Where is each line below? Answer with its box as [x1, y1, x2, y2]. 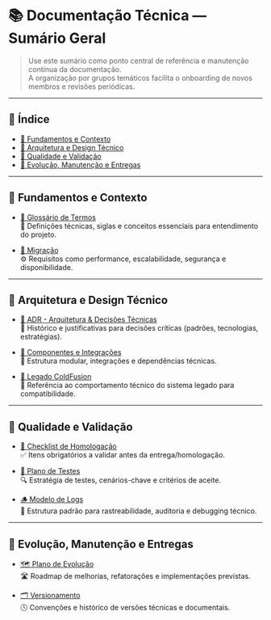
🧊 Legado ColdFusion [19, 372, 92, 382]
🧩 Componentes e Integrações [19, 348, 122, 357]
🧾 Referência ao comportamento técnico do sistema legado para [19, 381, 235, 390]
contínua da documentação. [27, 64, 123, 74]
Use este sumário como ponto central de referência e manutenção [27, 56, 249, 65]
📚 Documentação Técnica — [8, 6, 207, 25]
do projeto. [19, 230, 57, 239]
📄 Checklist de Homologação [19, 441, 117, 451]
